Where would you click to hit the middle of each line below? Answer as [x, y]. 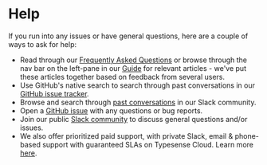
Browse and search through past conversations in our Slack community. [138, 102]
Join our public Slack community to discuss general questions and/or [133, 119]
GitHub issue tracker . [54, 93]
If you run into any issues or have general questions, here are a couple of [128, 36]
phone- [247, 136]
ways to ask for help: [43, 44]
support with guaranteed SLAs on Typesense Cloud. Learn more [148, 144]
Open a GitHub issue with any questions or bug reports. [111, 110]
